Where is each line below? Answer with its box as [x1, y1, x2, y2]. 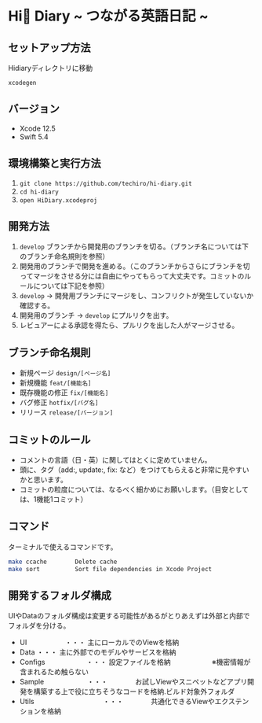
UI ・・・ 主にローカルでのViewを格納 [19, 638, 180, 647]
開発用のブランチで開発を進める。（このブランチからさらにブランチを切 [19, 261, 250, 271]
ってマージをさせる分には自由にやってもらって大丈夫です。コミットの [19, 271, 245, 281]
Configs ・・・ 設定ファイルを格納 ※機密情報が [19, 658, 251, 667]
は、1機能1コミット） [19, 495, 88, 504]
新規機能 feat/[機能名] [19, 378, 92, 388]
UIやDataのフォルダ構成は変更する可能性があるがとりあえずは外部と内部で [8, 611, 250, 621]
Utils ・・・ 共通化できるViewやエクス [19, 697, 235, 706]
